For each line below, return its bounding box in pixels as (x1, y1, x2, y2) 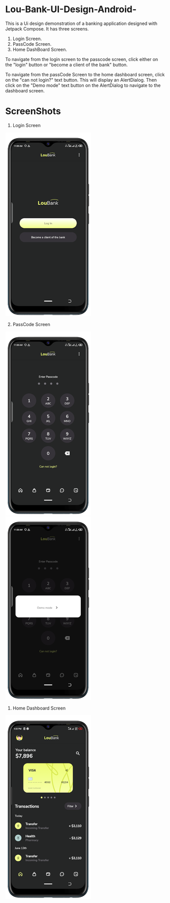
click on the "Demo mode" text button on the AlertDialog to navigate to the (5, 82, 161, 88)
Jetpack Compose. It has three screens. (5, 25, 89, 31)
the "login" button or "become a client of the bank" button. (5, 61, 128, 68)
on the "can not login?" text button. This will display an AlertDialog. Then (5, 77, 157, 83)
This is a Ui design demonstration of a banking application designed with (5, 20, 158, 26)
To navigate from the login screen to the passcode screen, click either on (5, 56, 158, 62)
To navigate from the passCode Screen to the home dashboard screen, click (5, 71, 165, 77)
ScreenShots (5, 106, 61, 117)
